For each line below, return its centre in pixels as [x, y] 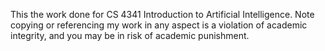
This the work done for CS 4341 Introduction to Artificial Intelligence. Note [162, 14]
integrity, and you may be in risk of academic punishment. [130, 35]
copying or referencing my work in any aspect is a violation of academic [159, 25]
